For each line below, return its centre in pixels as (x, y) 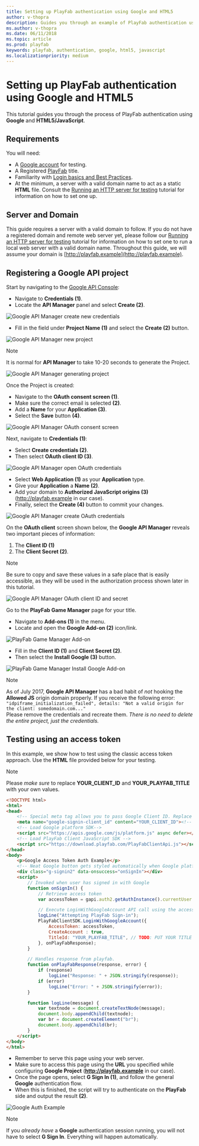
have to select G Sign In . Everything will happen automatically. (82, 1137)
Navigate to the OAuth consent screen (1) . (67, 397)
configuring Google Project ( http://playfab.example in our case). (95, 1071)
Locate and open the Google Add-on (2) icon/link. (76, 628)
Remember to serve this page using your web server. (79, 1058)
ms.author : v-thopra (32, 28)
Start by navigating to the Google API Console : (63, 287)
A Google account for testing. (51, 165)
